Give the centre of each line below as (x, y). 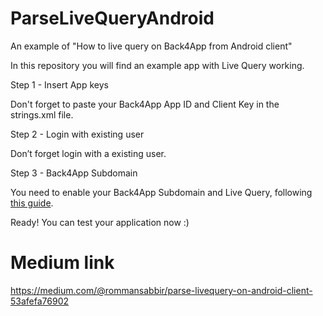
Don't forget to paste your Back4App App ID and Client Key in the (145, 104)
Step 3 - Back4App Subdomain (74, 173)
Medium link (62, 263)
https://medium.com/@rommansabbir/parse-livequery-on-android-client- (161, 290)
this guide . (32, 203)
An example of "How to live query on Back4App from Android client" (151, 46)
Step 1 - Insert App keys (59, 84)
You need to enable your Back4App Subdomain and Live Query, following (161, 192)
